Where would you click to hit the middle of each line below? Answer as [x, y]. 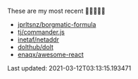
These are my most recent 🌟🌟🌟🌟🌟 [56, 11]
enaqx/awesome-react [51, 54]
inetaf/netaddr [38, 39]
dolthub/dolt [36, 47]
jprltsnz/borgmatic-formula [57, 24]
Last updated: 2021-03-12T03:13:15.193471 [69, 68]
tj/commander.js [41, 32]
